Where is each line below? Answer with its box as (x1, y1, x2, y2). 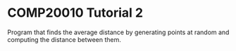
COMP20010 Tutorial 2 (7, 5, 143, 21)
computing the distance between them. (7, 35, 122, 43)
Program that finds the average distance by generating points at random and (7, 28, 230, 36)
